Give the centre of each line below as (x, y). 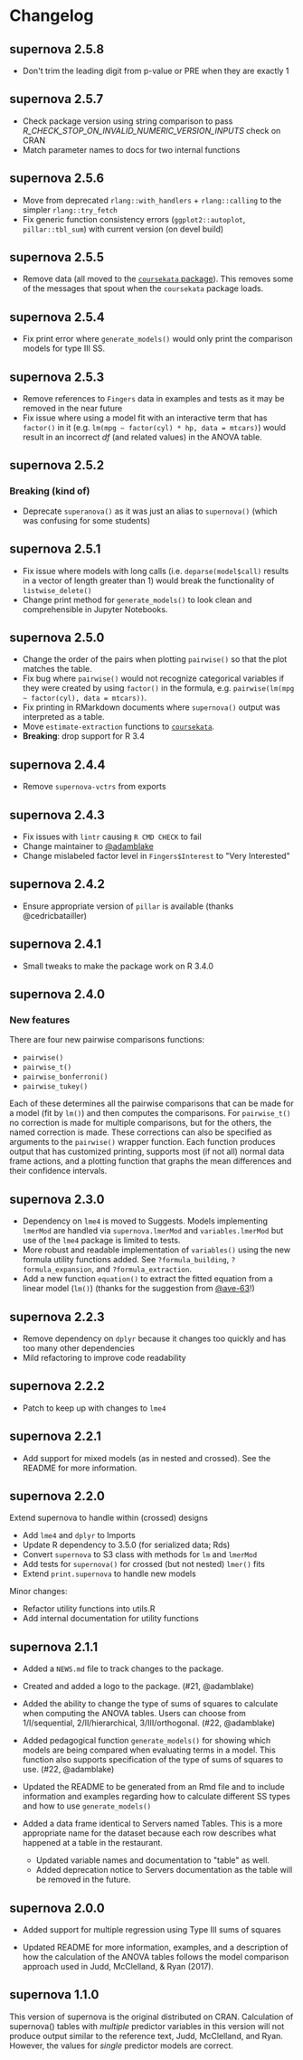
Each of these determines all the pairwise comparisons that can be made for (151, 1103)
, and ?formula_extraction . (142, 1269)
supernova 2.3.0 (57, 1199)
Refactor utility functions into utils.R (89, 1609)
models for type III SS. (64, 348)
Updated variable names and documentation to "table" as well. (152, 1860)
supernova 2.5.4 (57, 317)
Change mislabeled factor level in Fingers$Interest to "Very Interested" (156, 856)
